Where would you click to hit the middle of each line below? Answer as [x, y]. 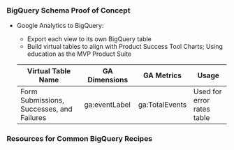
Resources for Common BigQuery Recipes [80, 139]
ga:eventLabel [107, 105]
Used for [208, 91]
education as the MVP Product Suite [79, 54]
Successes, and [46, 109]
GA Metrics [163, 75]
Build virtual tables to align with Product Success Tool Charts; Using [125, 47]
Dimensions [108, 80]
